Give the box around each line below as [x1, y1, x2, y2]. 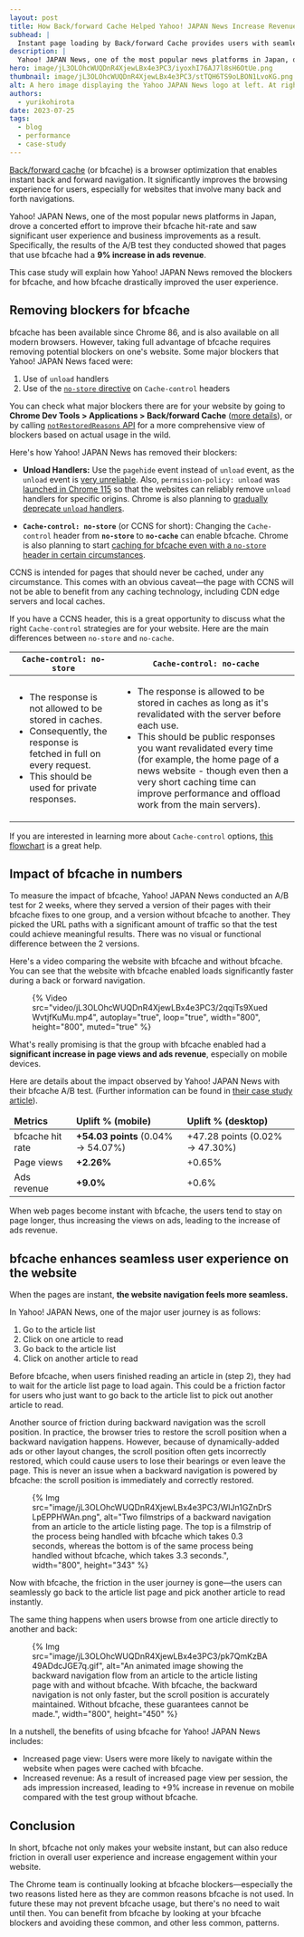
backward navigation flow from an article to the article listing [32, 1670, 258, 1681]
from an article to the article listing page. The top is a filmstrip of [32, 1521, 271, 1532]
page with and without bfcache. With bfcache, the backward [32, 1680, 258, 1691]
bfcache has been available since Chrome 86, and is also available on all [9, 327, 280, 338]
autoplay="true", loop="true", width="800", [100, 1012, 261, 1023]
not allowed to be [29, 702, 103, 714]
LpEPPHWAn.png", [32, 1511, 102, 1522]
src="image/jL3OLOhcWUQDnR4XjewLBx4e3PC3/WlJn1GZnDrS [32, 1502, 272, 1513]
